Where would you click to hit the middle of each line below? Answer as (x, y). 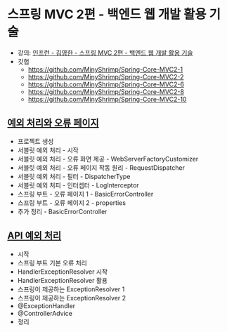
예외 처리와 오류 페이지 (53, 123)
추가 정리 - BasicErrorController (62, 211)
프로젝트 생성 (35, 141)
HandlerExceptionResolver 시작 (62, 272)
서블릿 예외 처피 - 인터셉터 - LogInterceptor (78, 185)
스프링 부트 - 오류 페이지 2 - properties (72, 202)
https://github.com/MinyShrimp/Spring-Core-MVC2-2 (106, 77)
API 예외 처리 (34, 236)
